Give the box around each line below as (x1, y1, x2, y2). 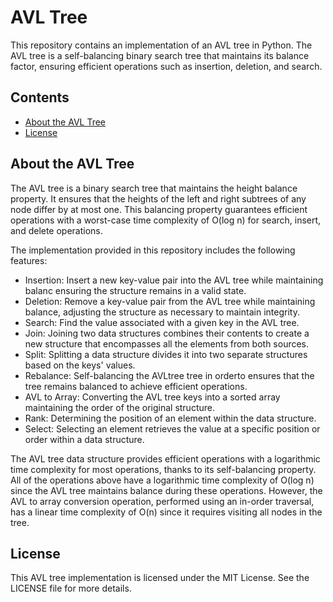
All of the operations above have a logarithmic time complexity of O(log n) (10, 474, 315, 486)
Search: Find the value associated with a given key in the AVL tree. (24, 316, 300, 328)
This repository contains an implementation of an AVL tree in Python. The (10, 39, 313, 51)
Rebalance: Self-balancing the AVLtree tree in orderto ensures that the (24, 369, 315, 381)
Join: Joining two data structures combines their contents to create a (24, 327, 310, 339)
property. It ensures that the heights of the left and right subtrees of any (10, 192, 307, 205)
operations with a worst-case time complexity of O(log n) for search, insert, (10, 214, 322, 226)
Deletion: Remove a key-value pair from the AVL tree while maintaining (24, 295, 316, 307)
